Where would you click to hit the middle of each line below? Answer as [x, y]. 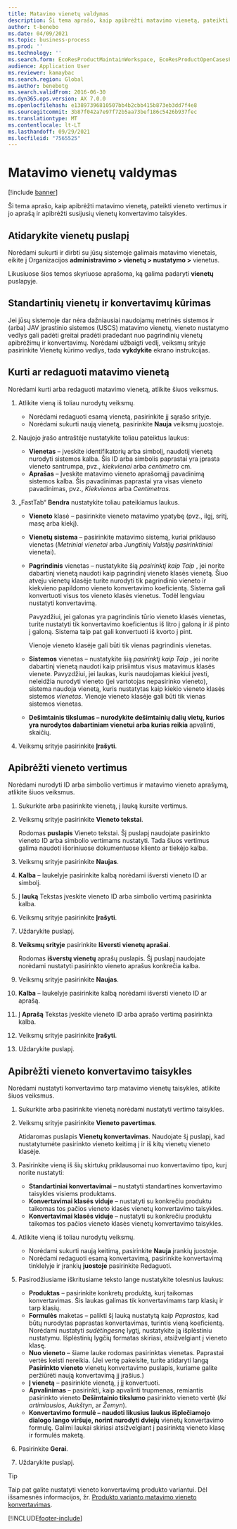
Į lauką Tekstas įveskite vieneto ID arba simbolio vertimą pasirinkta [115, 896]
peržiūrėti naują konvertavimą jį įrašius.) [87, 1376]
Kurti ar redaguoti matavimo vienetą [89, 373]
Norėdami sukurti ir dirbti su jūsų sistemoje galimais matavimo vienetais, [113, 253]
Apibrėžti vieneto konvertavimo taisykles [100, 1071]
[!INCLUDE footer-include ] [45, 1518]
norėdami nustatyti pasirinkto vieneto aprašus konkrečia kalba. [109, 966]
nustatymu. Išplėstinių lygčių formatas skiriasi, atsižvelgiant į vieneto [128, 1338]
